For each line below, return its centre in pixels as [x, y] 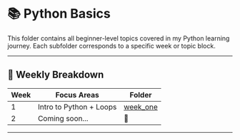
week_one [141, 107]
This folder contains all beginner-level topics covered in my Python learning [119, 38]
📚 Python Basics [59, 14]
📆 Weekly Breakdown [56, 75]
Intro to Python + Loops [77, 107]
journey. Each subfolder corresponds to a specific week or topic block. [111, 45]
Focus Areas [77, 95]
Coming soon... [63, 118]
